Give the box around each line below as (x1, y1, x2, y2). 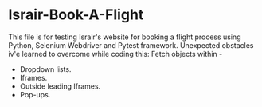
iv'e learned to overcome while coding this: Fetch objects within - (8, 49, 223, 58)
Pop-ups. (19, 89, 51, 99)
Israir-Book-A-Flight (8, 6, 144, 24)
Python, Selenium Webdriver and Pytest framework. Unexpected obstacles (8, 40, 254, 50)
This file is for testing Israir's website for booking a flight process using (8, 32, 241, 42)
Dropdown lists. (19, 64, 72, 73)
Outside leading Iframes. (19, 81, 101, 91)
